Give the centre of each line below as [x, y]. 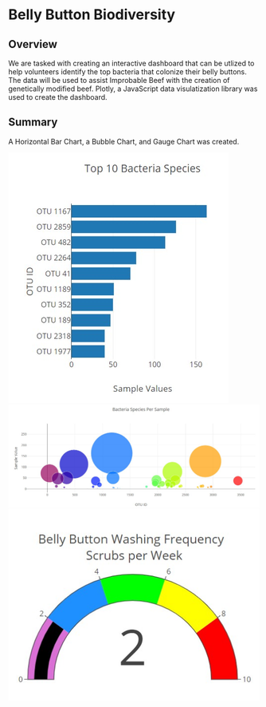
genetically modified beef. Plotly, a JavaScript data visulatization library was [133, 89]
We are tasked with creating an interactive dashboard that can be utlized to [131, 63]
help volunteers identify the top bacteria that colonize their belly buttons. [127, 72]
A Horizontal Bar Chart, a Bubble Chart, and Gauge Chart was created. [124, 141]
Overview [33, 44]
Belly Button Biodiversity [92, 15]
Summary [33, 122]
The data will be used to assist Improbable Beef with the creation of [119, 80]
